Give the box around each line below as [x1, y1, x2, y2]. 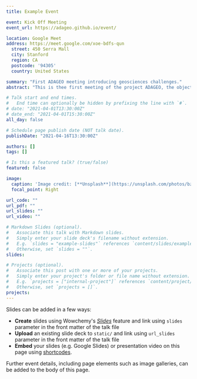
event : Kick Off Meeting [6, 19, 67, 25]
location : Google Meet [6, 35, 62, 41]
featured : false [6, 165, 46, 171]
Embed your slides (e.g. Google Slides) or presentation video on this [14, 342, 180, 349]
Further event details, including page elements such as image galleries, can [6, 360, 189, 367]
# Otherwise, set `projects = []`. [6, 284, 98, 290]
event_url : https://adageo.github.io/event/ [6, 25, 117, 31]
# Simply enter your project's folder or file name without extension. [6, 273, 191, 280]
